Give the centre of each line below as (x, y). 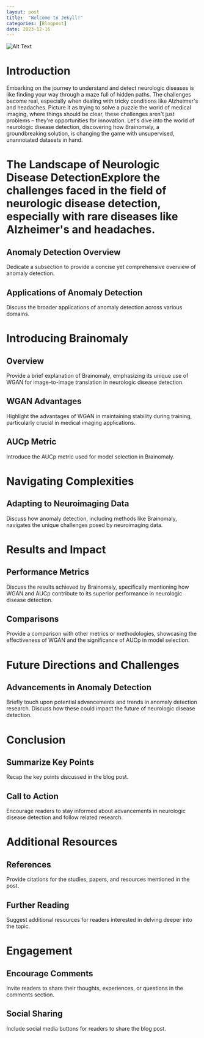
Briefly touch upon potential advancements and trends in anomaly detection (102, 702)
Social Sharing (35, 1014)
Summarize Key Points (50, 763)
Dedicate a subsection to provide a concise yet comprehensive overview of (101, 267)
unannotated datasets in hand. (45, 140)
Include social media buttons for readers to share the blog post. (86, 1028)
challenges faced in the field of (86, 191)
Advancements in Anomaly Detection (79, 687)
